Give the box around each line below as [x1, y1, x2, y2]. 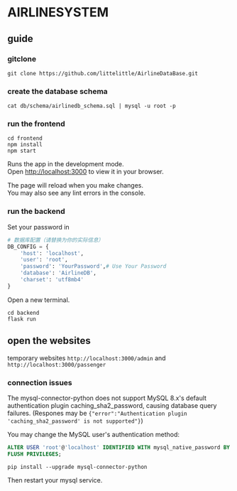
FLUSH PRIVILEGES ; [7, 450, 62, 458]
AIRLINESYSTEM [7, 4, 109, 21]
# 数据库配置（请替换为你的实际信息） [7, 236, 104, 244]
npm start [7, 147, 37, 155]
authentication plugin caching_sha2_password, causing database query [7, 401, 217, 409]
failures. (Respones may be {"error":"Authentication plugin [7, 409, 187, 417]
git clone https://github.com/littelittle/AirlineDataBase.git [7, 70, 199, 77]
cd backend [7, 309, 40, 316]
